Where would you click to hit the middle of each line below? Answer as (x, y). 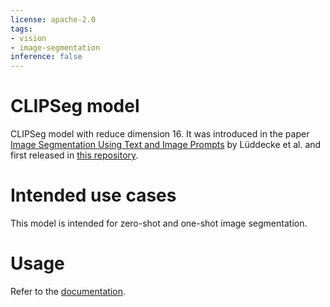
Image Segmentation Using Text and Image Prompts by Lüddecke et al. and (166, 145)
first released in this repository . (74, 155)
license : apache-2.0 (53, 19)
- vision (28, 38)
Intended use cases (93, 195)
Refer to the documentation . (68, 291)
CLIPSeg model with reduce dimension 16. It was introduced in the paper (160, 134)
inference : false (46, 57)
